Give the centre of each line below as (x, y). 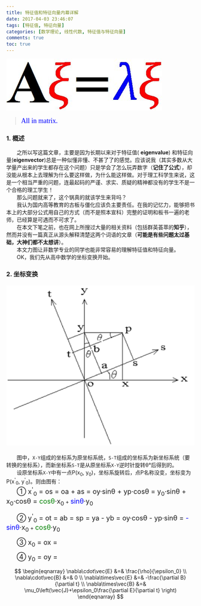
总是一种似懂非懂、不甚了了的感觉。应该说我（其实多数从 (117, 160)
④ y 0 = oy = (37, 558)
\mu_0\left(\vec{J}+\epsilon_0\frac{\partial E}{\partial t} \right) (100, 590)
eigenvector (29, 160)
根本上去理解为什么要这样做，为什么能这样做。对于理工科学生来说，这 (108, 175)
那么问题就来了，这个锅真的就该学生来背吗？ (72, 197)
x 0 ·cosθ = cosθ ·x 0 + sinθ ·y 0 (50, 502)
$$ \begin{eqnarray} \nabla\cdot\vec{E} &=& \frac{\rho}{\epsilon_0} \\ (100, 571)
